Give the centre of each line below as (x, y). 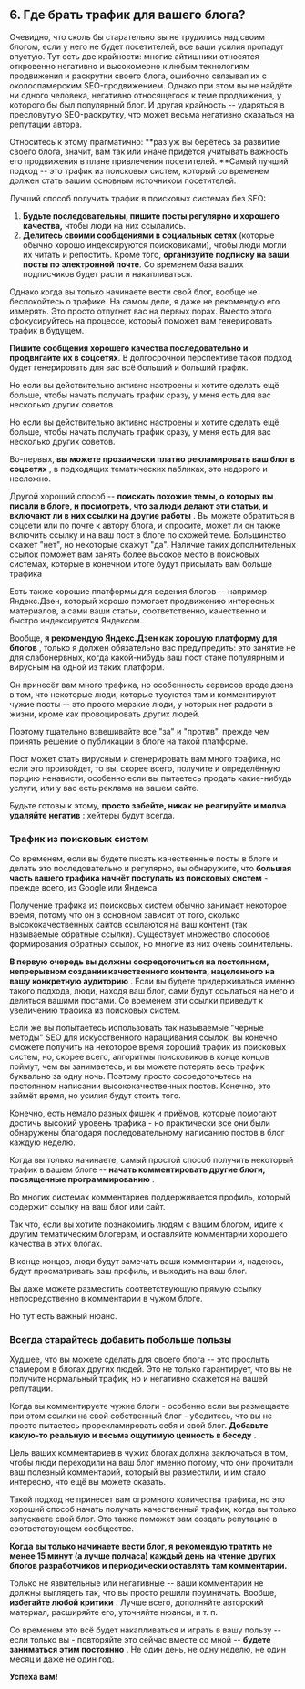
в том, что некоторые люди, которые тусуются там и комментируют (142, 694)
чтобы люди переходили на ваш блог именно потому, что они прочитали (152, 1463)
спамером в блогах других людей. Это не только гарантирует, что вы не (151, 1369)
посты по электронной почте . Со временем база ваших (133, 264)
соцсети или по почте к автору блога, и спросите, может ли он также (145, 525)
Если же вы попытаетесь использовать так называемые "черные (137, 1028)
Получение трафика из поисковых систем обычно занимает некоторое (148, 905)
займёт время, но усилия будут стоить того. (95, 1096)
